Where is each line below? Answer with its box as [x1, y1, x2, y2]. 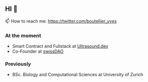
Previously [5, 61, 31, 67]
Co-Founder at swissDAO [12, 48, 64, 54]
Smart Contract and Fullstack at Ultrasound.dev [12, 43, 109, 49]
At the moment [5, 32, 42, 39]
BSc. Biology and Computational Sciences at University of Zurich [12, 72, 144, 78]
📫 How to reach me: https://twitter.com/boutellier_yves [5, 18, 117, 24]
